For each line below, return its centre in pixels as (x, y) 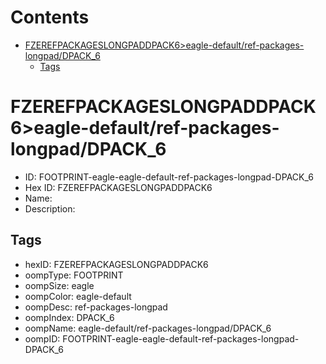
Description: (50, 208)
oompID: (42, 338)
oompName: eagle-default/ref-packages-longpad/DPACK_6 (148, 328)
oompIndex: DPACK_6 (69, 317)
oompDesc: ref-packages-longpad (96, 307)
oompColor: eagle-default (78, 296)
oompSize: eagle (59, 285)
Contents (50, 17)
